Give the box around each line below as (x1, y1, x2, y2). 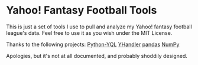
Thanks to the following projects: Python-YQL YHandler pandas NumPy (6, 41, 180, 48)
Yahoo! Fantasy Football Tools (6, 4, 157, 17)
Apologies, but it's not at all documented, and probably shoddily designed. (6, 52, 188, 59)
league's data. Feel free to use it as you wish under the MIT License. (6, 29, 173, 36)
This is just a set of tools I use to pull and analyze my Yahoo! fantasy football (6, 23, 192, 30)
